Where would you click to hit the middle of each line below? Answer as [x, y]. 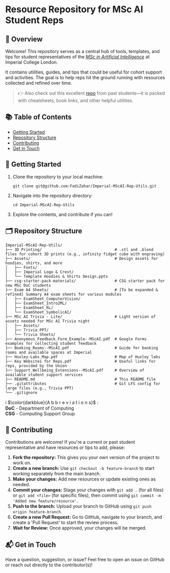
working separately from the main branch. [56, 474]
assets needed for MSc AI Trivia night [48, 321]
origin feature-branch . [37, 512]
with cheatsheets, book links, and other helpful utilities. [76, 100]
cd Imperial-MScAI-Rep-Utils [44, 205]
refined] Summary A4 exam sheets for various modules [64, 295]
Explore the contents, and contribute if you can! [63, 214]
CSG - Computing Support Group [40, 414]
